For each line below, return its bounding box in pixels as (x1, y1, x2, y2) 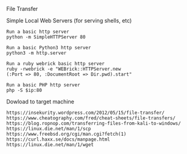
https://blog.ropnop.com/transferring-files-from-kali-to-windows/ (6, 121, 182, 127)
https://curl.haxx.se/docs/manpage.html (6, 136, 111, 142)
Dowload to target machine (6, 98, 74, 105)
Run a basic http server (6, 29, 69, 35)
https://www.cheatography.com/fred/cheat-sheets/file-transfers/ (6, 115, 175, 121)
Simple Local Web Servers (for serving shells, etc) (6, 17, 132, 24)
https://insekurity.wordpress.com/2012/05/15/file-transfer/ (6, 110, 165, 116)
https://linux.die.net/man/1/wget (6, 142, 94, 148)
